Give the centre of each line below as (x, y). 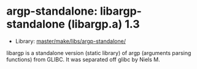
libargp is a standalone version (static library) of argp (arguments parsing (99, 53)
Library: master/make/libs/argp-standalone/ (70, 41)
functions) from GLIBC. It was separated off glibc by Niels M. (83, 59)
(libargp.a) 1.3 (103, 24)
